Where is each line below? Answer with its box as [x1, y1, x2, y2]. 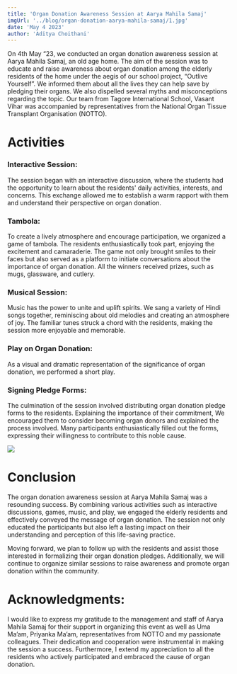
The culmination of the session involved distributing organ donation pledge [7, 401, 226, 409]
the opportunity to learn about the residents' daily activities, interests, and [7, 183, 223, 192]
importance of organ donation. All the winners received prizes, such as [7, 263, 214, 271]
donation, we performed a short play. [7, 367, 115, 376]
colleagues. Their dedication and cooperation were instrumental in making [7, 637, 224, 646]
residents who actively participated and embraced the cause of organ [7, 652, 211, 661]
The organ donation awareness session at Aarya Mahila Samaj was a [7, 493, 208, 501]
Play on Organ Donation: [7, 344, 93, 354]
